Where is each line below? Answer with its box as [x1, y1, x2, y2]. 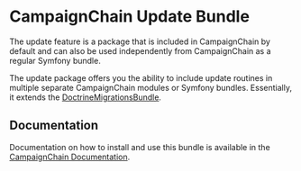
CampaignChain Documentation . [9, 151, 131, 162]
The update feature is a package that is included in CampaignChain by [9, 36, 270, 47]
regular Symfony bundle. [9, 55, 101, 66]
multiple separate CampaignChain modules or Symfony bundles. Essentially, [9, 82, 293, 93]
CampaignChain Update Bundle [9, 6, 251, 27]
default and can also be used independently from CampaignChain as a [9, 45, 272, 56]
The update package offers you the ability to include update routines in [9, 72, 273, 83]
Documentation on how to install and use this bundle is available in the [9, 141, 270, 152]
